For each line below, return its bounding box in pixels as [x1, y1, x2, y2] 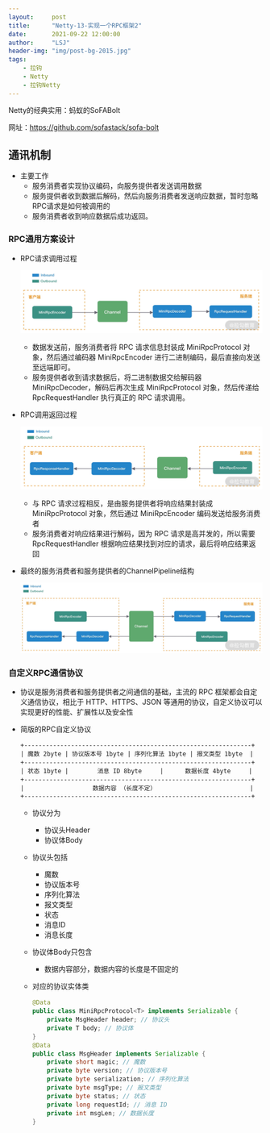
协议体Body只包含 [31, 948, 93, 957]
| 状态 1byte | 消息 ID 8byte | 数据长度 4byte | [19, 767, 253, 775]
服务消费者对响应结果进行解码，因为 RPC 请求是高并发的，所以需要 [31, 529, 255, 539]
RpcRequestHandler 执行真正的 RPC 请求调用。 [31, 392, 190, 402]
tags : [8, 56, 27, 64]
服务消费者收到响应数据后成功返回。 [31, 211, 153, 221]
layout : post [8, 13, 67, 21]
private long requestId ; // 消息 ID [47, 1101, 168, 1109]
